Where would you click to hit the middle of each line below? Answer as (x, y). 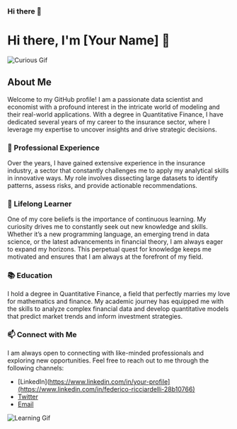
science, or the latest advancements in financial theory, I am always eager (115, 242)
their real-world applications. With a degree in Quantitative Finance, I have (116, 114)
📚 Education (30, 276)
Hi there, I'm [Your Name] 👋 (89, 41)
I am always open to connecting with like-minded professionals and (105, 353)
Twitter (28, 396)
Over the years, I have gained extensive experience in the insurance (106, 163)
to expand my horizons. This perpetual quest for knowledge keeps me (110, 249)
